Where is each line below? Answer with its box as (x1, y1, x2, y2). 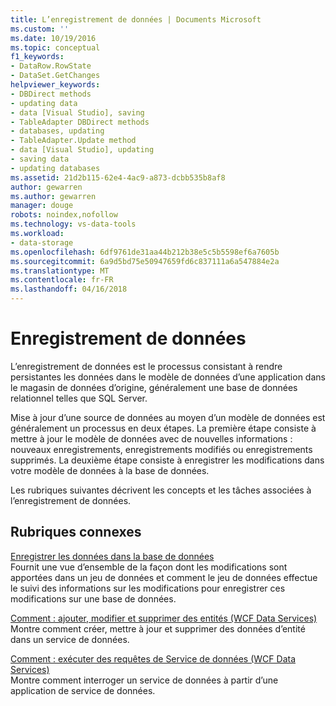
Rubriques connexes (10, 524, 142, 541)
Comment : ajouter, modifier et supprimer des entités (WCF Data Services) (10, 612, 318, 624)
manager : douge (10, 201, 74, 211)
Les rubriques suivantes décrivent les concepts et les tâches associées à (10, 484, 312, 496)
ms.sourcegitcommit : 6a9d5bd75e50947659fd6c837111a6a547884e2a (10, 256, 280, 266)
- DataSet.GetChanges (10, 71, 101, 81)
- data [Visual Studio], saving (10, 107, 145, 118)
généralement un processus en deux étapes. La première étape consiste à (10, 422, 317, 434)
